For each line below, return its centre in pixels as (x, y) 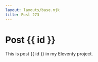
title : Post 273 (22, 15)
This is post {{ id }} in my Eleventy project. (49, 54)
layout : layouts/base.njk (32, 10)
